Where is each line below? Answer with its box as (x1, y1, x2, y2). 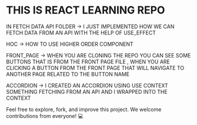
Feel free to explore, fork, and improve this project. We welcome (6, 106, 162, 113)
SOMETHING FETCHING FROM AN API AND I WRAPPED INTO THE (6, 88, 168, 95)
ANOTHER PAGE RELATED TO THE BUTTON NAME (6, 70, 130, 77)
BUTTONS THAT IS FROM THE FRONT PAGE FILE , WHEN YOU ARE (6, 58, 171, 65)
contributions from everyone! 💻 (6, 112, 84, 119)
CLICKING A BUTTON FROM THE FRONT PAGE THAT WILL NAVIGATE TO (6, 64, 185, 71)
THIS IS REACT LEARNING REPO (6, 4, 165, 17)
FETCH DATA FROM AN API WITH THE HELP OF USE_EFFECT (6, 29, 156, 36)
